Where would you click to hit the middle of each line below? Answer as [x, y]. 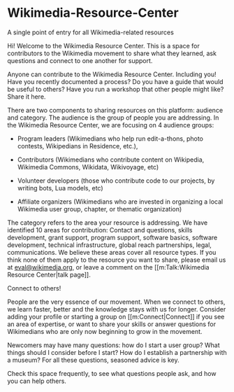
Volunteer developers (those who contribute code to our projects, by [116, 181]
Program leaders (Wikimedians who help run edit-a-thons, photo [110, 139]
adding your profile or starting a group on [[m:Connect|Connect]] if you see [116, 316]
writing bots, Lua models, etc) [60, 188]
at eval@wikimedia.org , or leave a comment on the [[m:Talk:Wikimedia [108, 267]
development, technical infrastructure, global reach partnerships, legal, [109, 245]
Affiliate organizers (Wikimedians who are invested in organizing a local [120, 202]
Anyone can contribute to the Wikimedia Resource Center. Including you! [112, 74]
